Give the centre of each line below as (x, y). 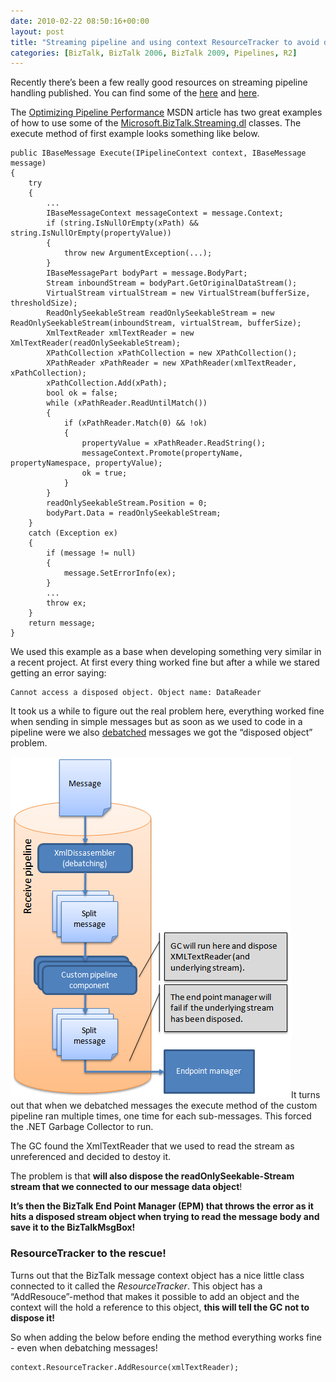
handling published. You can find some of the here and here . (135, 93)
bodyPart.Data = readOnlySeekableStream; (134, 513)
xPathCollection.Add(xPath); (107, 383)
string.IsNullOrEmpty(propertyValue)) (91, 233)
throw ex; (66, 603)
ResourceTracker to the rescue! (88, 1253)
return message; (62, 623)
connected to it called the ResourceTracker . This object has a (136, 1286)
